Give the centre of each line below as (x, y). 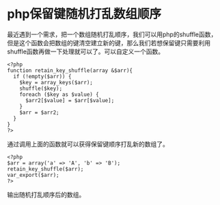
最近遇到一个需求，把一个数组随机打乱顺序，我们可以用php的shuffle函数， (112, 34)
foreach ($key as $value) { (59, 94)
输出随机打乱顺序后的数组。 (46, 194)
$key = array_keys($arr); (56, 82)
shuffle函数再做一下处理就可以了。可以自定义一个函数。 (86, 51)
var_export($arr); (33, 175)
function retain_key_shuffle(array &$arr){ (70, 70)
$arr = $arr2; (39, 112)
